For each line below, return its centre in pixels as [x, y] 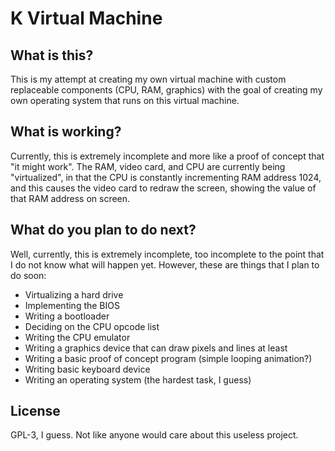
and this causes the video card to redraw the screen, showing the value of [163, 188]
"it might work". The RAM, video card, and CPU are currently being [148, 166]
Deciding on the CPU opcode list [92, 326]
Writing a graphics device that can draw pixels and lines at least [156, 348]
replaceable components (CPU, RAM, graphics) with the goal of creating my [166, 90]
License [35, 411]
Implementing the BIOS [72, 305]
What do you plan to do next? [103, 230]
